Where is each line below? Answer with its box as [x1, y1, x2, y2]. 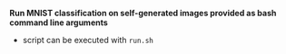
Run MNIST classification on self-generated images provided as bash [9, 8, 277, 18]
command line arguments [9, 17, 109, 28]
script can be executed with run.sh [22, 35, 154, 45]
